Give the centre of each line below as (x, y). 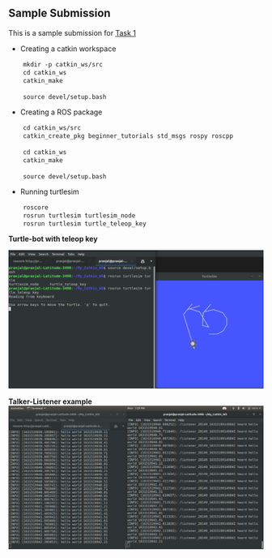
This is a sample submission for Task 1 (72, 32)
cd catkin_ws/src (52, 128)
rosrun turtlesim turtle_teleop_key (85, 223)
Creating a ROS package (61, 112)
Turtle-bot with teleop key (53, 238)
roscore (36, 207)
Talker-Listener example (51, 401)
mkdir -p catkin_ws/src (63, 64)
